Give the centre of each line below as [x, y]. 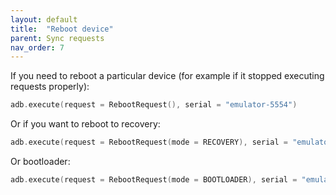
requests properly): [50, 87]
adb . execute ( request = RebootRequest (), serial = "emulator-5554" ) [154, 105]
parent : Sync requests [57, 38]
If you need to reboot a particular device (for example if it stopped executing [167, 76]
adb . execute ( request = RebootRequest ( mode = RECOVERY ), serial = [149, 142]
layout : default [44, 19]
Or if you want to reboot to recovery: [85, 124]
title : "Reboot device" [62, 29]
